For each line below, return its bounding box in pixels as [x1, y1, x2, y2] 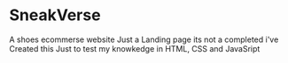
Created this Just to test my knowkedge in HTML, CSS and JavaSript [9, 43, 261, 53]
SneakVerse [9, 5, 101, 25]
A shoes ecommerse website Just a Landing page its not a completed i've [9, 34, 279, 45]
